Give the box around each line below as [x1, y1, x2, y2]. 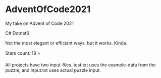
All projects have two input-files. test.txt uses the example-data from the [5, 62, 156, 68]
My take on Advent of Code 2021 [5, 20, 74, 26]
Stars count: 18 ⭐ [5, 50, 41, 56]
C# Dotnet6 [5, 30, 29, 36]
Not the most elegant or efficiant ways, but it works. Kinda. [5, 40, 128, 46]
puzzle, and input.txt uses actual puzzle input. [5, 67, 101, 73]
